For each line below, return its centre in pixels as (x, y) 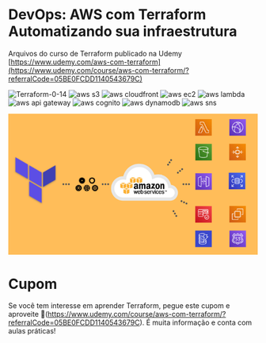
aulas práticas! (32, 331)
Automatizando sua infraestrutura (123, 31)
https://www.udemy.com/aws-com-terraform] (85, 62)
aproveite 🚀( (28, 314)
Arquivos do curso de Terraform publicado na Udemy (95, 53)
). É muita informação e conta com (196, 322)
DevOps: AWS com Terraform (107, 15)
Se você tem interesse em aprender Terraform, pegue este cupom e (119, 306)
